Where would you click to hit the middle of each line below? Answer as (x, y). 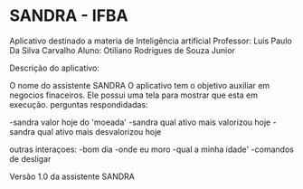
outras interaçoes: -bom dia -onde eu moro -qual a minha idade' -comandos (151, 149)
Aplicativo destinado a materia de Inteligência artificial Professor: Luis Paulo (151, 41)
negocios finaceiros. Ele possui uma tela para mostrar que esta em (133, 95)
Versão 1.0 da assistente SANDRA (72, 176)
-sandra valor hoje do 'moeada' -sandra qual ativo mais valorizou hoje (140, 122)
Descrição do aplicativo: (54, 68)
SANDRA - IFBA (69, 16)
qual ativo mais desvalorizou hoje (99, 131)
